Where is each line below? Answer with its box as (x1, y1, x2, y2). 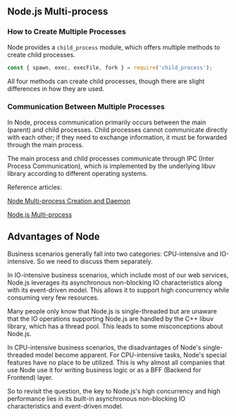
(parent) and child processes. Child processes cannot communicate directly (7, 125, 228, 133)
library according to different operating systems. (7, 169, 148, 177)
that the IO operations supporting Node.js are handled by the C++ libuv (7, 314, 214, 323)
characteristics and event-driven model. (7, 402, 123, 410)
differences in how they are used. (7, 84, 104, 93)
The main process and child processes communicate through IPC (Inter (7, 154, 215, 162)
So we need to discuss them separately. (37, 257, 153, 266)
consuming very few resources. (7, 293, 99, 302)
